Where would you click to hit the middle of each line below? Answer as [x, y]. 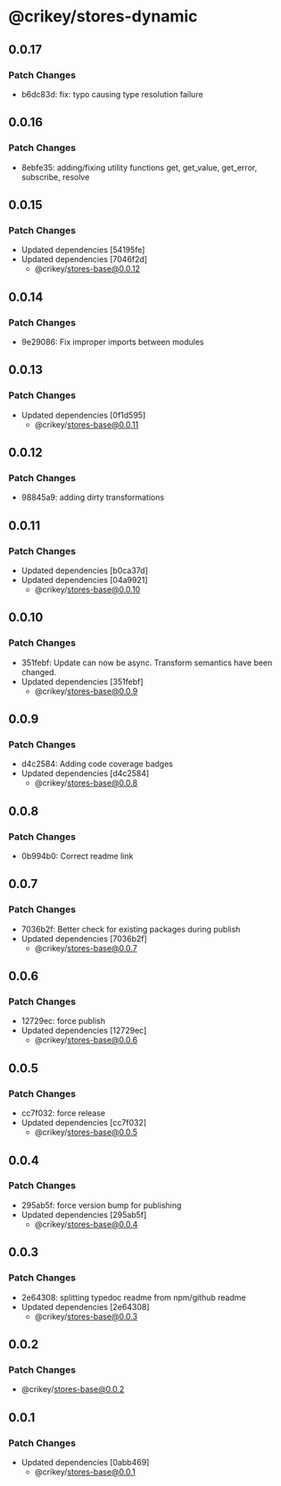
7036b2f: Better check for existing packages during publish [131, 929]
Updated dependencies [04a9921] [84, 580]
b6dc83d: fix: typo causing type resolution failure [112, 94]
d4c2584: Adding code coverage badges [97, 764]
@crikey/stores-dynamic [103, 17]
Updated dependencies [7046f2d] [84, 259]
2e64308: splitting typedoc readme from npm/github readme [133, 1297]
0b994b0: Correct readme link [77, 857]
